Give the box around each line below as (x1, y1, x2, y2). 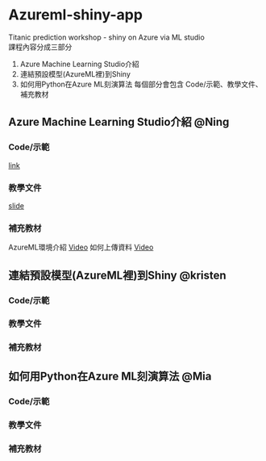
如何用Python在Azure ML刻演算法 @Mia (8, 369, 212, 383)
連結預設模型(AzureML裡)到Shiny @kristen (8, 268, 227, 282)
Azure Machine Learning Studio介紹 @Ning (8, 115, 230, 129)
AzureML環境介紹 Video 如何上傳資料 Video (8, 242, 154, 252)
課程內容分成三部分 (8, 42, 73, 52)
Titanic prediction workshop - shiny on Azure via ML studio (8, 32, 206, 42)
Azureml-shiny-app (8, 6, 143, 24)
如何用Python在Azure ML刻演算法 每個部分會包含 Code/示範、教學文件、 (19, 79, 263, 89)
